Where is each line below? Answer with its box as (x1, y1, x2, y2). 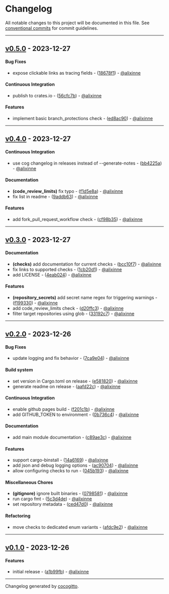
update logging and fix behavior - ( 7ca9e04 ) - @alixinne (12, 355, 129, 361)
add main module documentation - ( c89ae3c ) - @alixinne (12, 434, 132, 440)
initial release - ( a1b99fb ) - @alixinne (12, 569, 89, 575)
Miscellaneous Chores (5, 479, 53, 485)
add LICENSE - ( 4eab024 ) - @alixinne (12, 272, 92, 278)
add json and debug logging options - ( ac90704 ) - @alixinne (12, 462, 138, 468)
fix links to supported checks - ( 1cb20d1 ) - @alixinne (12, 266, 122, 273)
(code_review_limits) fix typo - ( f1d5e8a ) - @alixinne (12, 188, 123, 194)
